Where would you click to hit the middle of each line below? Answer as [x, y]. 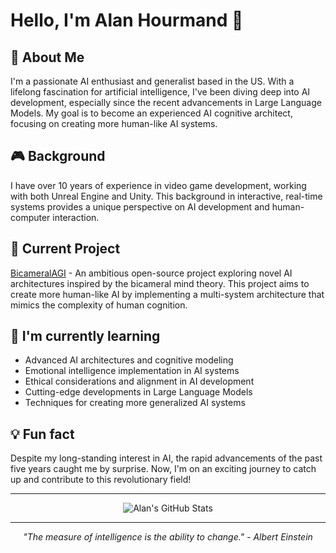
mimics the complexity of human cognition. [99, 305]
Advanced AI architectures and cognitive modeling [129, 360]
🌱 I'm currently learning [85, 336]
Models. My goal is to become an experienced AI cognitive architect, [151, 113]
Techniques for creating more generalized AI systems [135, 403]
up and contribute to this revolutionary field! [101, 480]
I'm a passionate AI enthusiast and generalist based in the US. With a [152, 81]
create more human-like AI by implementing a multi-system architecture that [167, 294]
